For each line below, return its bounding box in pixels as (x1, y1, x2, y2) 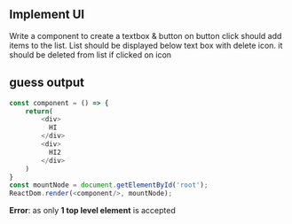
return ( (25, 106, 53, 116)
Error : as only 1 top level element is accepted (9, 205, 176, 216)
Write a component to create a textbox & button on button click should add (9, 30, 282, 41)
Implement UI (9, 7, 85, 22)
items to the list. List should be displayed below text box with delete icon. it (9, 40, 283, 50)
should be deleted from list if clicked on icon (9, 49, 171, 60)
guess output (9, 75, 84, 90)
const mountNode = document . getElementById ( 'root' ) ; (9, 181, 209, 189)
